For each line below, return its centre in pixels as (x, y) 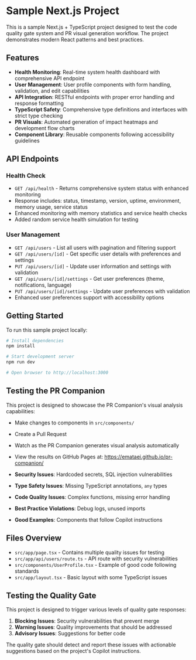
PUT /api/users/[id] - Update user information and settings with (93, 266)
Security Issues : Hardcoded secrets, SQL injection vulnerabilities (93, 474)
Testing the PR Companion (56, 391)
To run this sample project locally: (47, 330)
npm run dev (20, 362)
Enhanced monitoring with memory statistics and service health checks (101, 213)
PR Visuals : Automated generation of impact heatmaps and (86, 122)
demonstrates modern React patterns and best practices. (75, 39)
